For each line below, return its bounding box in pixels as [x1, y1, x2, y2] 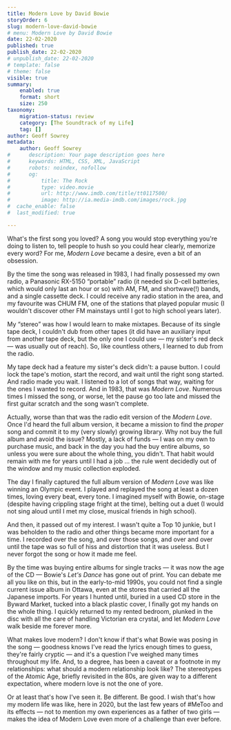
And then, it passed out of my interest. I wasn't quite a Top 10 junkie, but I [7, 520, 216, 529]
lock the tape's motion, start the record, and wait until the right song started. [7, 370, 224, 378]
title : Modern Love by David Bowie [7, 10, 110, 17]
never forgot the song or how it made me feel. [7, 550, 138, 558]
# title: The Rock [7, 177, 88, 184]
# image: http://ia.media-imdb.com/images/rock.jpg [7, 196, 187, 204]
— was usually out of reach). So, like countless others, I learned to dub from [7, 341, 223, 350]
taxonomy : [7, 106, 36, 113]
